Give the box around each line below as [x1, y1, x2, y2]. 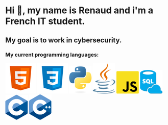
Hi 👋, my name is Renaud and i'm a [5, 5, 154, 16]
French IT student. [5, 15, 85, 27]
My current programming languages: [5, 51, 99, 58]
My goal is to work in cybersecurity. [5, 36, 122, 44]
